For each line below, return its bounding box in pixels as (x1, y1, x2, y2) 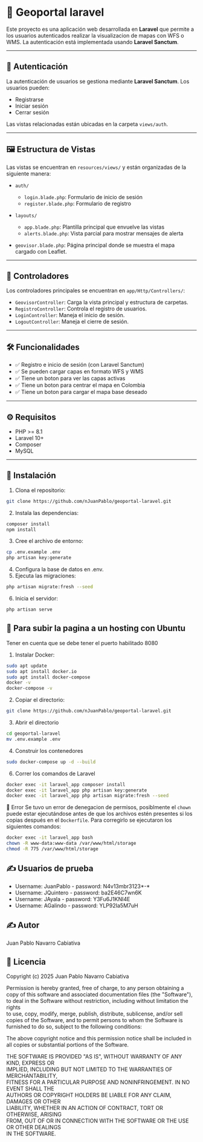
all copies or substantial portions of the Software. (6, 1041, 129, 1049)
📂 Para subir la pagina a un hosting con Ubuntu (6, 623, 186, 634)
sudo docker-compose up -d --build (6, 759, 96, 765)
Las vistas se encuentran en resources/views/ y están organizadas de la (6, 163, 186, 171)
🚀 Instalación (6, 470, 56, 481)
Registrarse (14, 96, 44, 103)
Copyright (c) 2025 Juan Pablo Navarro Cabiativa (6, 973, 129, 980)
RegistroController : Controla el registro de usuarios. (14, 305, 147, 312)
